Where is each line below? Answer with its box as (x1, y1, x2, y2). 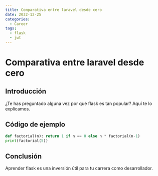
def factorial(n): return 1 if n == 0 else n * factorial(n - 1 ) (5, 133, 140, 138)
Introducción (5, 87, 47, 95)
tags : (5, 26, 17, 31)
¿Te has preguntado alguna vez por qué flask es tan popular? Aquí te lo (5, 100, 152, 106)
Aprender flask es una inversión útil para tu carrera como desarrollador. (5, 165, 153, 171)
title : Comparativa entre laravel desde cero (5, 7, 102, 12)
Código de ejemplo (5, 120, 65, 129)
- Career (10, 21, 28, 26)
